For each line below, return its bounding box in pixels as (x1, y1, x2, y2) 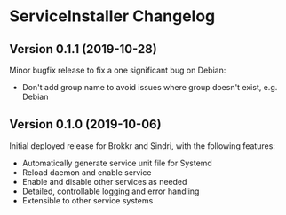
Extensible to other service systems (21, 195, 154, 205)
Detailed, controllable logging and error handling (21, 186, 200, 196)
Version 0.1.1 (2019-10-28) (9, 42, 157, 57)
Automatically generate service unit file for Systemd (21, 157, 213, 168)
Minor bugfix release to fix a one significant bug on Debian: (9, 65, 226, 75)
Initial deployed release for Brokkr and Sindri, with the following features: (9, 140, 275, 151)
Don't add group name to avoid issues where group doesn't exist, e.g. (21, 82, 278, 92)
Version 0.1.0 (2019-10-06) (9, 117, 162, 132)
